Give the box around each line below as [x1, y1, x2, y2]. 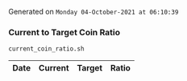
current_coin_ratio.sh [8, 45, 85, 53]
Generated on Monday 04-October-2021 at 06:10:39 [8, 7, 179, 16]
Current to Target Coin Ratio [8, 26, 121, 38]
